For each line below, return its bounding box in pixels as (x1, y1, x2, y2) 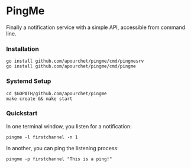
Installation (6, 44, 40, 53)
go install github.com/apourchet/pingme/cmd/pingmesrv (6, 58, 144, 64)
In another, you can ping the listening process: (6, 144, 119, 151)
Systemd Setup (6, 77, 51, 85)
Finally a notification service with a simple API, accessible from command (6, 24, 185, 31)
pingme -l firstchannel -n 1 (6, 134, 78, 140)
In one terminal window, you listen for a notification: (6, 122, 132, 130)
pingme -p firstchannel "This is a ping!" (6, 156, 112, 162)
